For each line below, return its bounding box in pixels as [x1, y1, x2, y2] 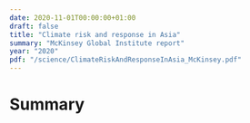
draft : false [9, 22, 59, 31]
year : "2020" [9, 47, 59, 56]
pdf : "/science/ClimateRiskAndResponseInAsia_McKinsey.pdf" [9, 55, 243, 64]
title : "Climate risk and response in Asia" [9, 30, 181, 39]
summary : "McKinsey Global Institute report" [9, 38, 185, 48]
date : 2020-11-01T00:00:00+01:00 [9, 13, 136, 23]
